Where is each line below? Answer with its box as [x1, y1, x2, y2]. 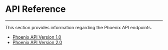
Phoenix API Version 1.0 [12, 34, 61, 40]
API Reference [5, 3, 66, 15]
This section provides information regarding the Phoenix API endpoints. [5, 24, 152, 30]
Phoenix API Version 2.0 [12, 39, 62, 45]
